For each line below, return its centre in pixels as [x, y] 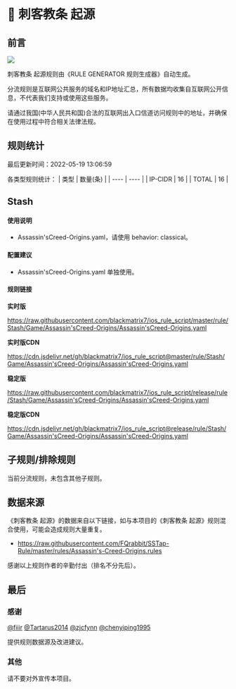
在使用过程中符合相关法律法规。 [53, 121]
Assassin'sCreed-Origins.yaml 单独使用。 [78, 272]
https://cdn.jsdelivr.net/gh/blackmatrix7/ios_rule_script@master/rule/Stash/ [116, 356]
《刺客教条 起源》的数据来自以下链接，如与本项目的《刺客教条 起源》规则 [113, 521]
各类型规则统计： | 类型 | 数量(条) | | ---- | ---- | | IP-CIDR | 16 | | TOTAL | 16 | [118, 179]
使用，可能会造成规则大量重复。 [59, 529]
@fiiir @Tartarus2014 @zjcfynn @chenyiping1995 [79, 628]
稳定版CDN [24, 414]
